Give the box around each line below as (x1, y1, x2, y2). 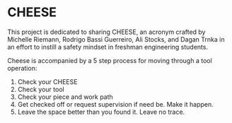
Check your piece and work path (17, 93, 113, 101)
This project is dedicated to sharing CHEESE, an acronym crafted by (7, 28, 206, 36)
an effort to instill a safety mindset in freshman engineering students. (7, 42, 209, 51)
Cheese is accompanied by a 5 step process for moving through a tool (7, 56, 212, 64)
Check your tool (17, 85, 65, 93)
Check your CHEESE (17, 77, 78, 86)
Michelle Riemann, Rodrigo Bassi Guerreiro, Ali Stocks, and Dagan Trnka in (7, 35, 225, 43)
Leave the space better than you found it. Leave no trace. (17, 107, 185, 116)
